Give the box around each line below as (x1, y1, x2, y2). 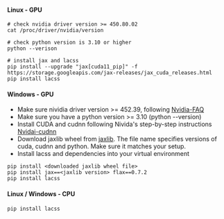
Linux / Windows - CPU (7, 190, 76, 198)
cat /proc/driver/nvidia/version (7, 27, 104, 34)
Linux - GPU (7, 6, 43, 14)
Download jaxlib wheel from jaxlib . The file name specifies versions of (17, 135, 217, 143)
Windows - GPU (7, 90, 54, 98)
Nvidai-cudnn (17, 128, 57, 136)
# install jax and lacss (7, 58, 79, 64)
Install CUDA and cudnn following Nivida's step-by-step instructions (17, 120, 212, 128)
